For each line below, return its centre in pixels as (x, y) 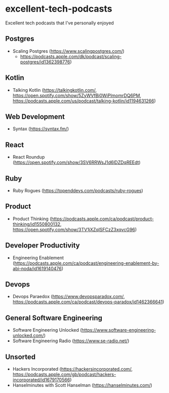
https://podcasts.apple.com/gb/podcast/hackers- (64, 374)
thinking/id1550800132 (36, 224)
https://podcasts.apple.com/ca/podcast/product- (103, 219)
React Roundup (29, 157)
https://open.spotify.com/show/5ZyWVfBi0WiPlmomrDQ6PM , (77, 95)
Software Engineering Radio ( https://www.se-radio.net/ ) (71, 341)
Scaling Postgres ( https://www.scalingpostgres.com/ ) (69, 51)
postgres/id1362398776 (45, 62)
